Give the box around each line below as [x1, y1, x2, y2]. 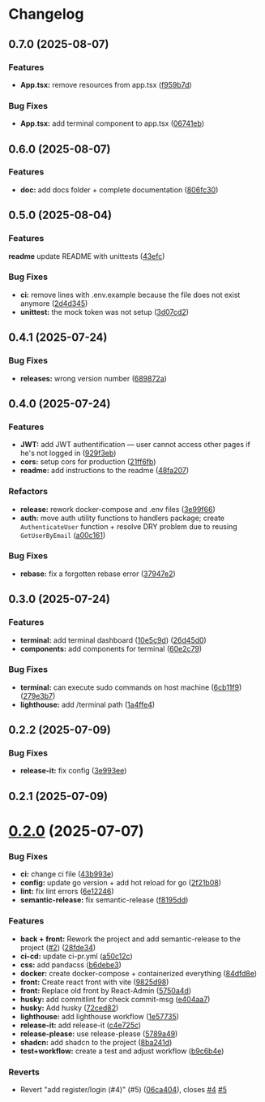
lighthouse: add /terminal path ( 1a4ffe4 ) [19, 700, 156, 709]
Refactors [8, 486, 49, 497]
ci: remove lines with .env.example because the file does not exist [19, 290, 241, 299]
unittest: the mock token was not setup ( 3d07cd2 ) [19, 307, 189, 316]
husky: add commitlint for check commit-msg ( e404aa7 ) [19, 994, 211, 1004]
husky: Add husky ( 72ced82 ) [19, 1003, 119, 1013]
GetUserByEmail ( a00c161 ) [19, 530, 106, 540]
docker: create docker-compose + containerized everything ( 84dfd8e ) [19, 968, 258, 978]
